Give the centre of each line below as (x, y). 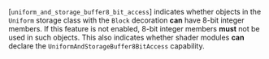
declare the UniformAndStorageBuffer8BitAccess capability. (106, 46)
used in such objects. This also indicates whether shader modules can (126, 37)
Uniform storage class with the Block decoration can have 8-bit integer (126, 20)
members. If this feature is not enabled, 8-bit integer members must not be (134, 29)
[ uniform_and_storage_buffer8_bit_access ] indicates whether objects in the (135, 12)
